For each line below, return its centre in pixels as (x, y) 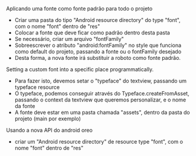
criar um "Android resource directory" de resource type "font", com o (99, 141)
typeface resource (37, 87)
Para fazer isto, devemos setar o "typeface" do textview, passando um (101, 81)
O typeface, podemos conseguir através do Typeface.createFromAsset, (102, 93)
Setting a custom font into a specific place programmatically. (80, 69)
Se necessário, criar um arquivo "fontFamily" (69, 39)
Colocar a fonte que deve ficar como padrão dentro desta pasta (92, 33)
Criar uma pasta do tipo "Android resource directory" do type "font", (98, 20)
